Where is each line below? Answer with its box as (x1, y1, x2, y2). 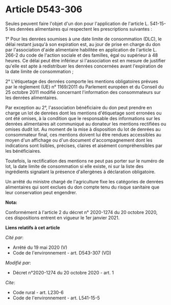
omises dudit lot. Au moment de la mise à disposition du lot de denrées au (5, 126, 161, 132)
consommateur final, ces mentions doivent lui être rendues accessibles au (5, 131, 162, 137)
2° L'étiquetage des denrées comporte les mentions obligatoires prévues (5, 78, 158, 84)
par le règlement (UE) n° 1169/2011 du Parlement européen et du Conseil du (5, 83, 164, 90)
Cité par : (5, 234, 24, 241)
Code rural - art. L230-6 (12, 289, 64, 295)
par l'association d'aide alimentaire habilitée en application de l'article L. (5, 46, 157, 53)
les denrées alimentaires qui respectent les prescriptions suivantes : (9, 26, 152, 32)
